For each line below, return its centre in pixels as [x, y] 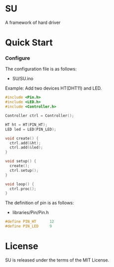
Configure [18, 58]
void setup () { [21, 161]
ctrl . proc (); [23, 189]
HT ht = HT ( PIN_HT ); [27, 125]
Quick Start [29, 43]
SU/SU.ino [23, 79]
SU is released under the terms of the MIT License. [57, 260]
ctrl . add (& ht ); [25, 143]
